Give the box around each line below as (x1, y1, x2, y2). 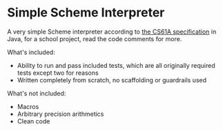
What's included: (7, 48, 55, 56)
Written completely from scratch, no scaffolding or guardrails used (17, 75, 207, 84)
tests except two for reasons (17, 69, 99, 77)
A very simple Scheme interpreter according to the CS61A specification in (7, 27, 217, 36)
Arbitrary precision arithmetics (17, 110, 104, 118)
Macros (17, 102, 39, 110)
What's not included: (7, 89, 66, 97)
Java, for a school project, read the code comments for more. (7, 34, 182, 43)
